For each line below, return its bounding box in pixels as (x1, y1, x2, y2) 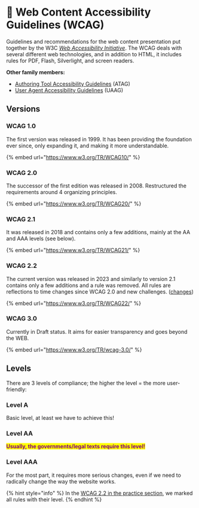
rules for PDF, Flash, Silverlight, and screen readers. (6, 57, 134, 64)
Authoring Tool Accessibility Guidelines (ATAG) (14, 80, 130, 87)
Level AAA (6, 458, 38, 466)
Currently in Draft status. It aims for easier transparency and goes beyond (6, 328, 188, 335)
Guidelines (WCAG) (6, 18, 105, 32)
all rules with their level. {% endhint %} (6, 495, 102, 503)
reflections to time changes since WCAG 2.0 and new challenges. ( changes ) (6, 288, 194, 295)
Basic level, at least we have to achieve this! (6, 414, 115, 421)
